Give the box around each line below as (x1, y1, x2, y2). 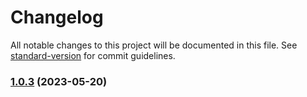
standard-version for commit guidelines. (10, 49, 176, 61)
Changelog (10, 6, 104, 29)
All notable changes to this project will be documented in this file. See (10, 39, 298, 51)
